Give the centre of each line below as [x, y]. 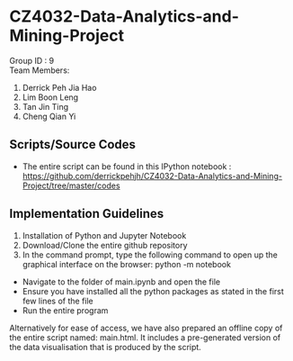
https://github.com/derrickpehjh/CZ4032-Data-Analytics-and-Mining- [152, 176]
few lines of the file [58, 301]
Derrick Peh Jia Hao [59, 87]
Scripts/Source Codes [73, 144]
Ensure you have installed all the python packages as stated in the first [153, 291]
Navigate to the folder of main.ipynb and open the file [121, 282]
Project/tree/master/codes [71, 185]
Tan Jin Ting [45, 106]
